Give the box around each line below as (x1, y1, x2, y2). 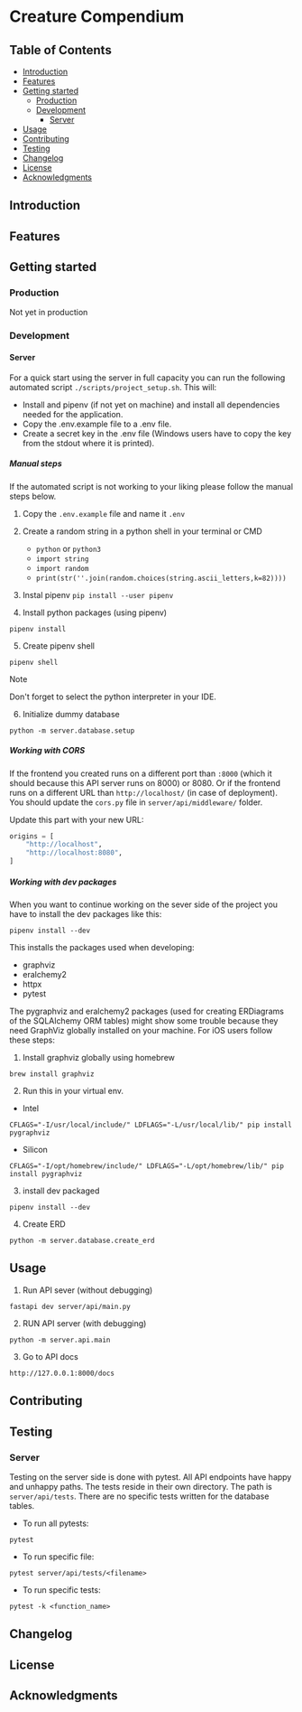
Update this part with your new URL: (9, 814, 144, 825)
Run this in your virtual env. (22, 1086, 124, 1096)
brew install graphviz (9, 1070, 95, 1079)
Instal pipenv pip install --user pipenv (22, 589, 174, 600)
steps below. (9, 491, 57, 501)
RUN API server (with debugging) (22, 1317, 147, 1329)
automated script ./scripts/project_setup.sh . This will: (9, 381, 217, 392)
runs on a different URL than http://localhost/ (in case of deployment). (9, 787, 278, 798)
